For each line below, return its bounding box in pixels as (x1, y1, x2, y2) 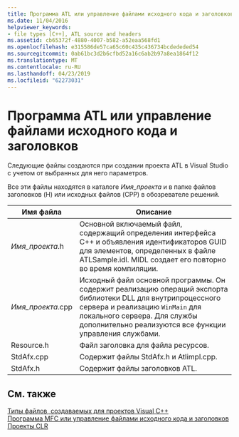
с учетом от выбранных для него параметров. (7, 169, 148, 178)
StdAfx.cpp (11, 352, 48, 362)
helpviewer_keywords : (7, 24, 72, 31)
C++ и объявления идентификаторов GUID (79, 237, 227, 247)
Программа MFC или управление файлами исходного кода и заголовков (7, 414, 229, 423)
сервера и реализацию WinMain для (79, 302, 201, 312)
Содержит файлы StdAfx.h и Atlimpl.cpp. (79, 352, 218, 362)
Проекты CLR (7, 422, 48, 431)
